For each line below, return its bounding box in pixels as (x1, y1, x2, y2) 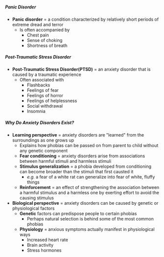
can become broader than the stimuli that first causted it (19, 168, 134, 175)
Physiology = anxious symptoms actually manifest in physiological (19, 226, 155, 232)
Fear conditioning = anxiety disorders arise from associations (19, 153, 145, 159)
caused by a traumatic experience (12, 72, 82, 77)
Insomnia (27, 108, 46, 114)
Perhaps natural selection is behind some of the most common (27, 216, 154, 221)
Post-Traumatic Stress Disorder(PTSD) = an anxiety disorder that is (12, 66, 151, 72)
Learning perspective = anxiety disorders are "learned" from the (12, 132, 144, 138)
